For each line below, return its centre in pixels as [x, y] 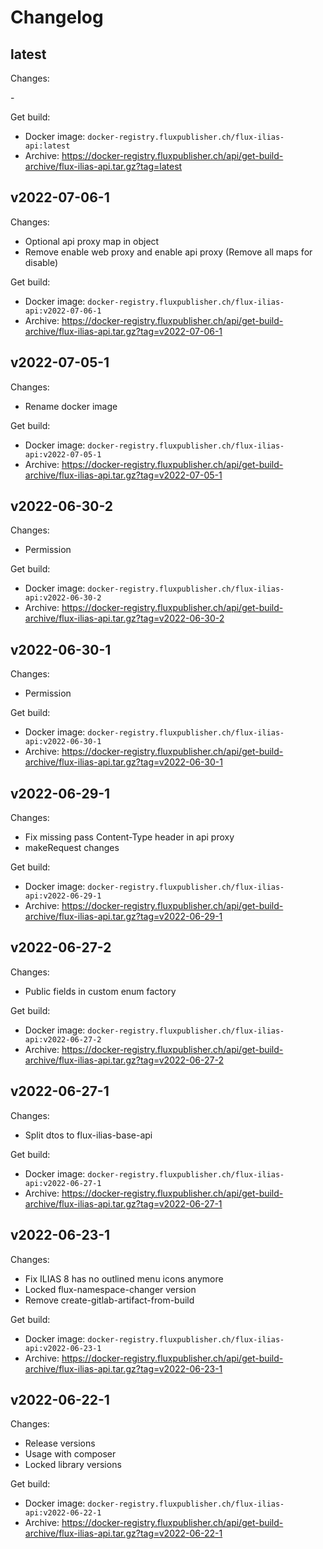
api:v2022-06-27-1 [63, 1183]
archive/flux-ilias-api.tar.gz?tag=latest [103, 166]
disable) [41, 262]
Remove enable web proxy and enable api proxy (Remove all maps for [168, 252]
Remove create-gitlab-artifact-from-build [109, 1300]
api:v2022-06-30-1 [63, 742]
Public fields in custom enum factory [100, 991]
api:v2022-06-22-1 [63, 1513]
